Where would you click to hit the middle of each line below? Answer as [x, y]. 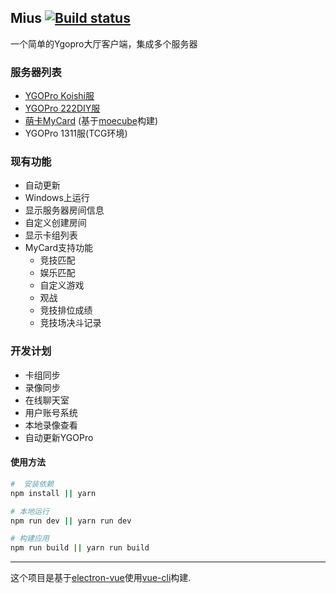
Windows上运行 [57, 198]
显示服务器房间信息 [64, 210]
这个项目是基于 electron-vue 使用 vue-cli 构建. [101, 578]
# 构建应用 [30, 539]
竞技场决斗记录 [70, 323]
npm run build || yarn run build [80, 548]
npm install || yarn [53, 493]
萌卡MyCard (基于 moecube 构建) [91, 121]
